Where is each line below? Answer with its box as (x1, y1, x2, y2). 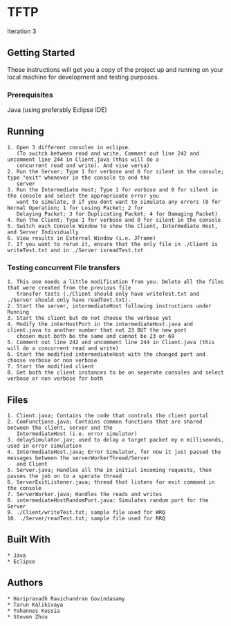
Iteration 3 (7, 27, 37, 35)
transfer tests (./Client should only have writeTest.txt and (16, 291, 199, 298)
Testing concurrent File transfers (7, 263, 120, 272)
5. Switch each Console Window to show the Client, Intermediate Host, (7, 222, 218, 229)
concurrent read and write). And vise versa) (16, 162, 150, 169)
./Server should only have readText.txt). (7, 296, 131, 304)
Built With (7, 533, 50, 546)
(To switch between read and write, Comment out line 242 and (16, 150, 199, 157)
